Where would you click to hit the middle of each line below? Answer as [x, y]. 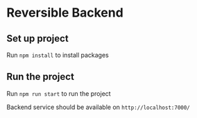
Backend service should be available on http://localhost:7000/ [98, 107]
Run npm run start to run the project [59, 93]
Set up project [37, 39]
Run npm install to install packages [58, 55]
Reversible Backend [65, 13]
